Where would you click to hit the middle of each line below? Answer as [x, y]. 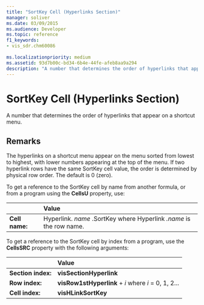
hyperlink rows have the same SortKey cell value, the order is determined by [102, 169]
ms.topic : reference [32, 35]
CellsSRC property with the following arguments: [68, 248]
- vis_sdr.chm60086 [31, 46]
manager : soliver [28, 18]
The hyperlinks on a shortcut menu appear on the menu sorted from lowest [100, 156]
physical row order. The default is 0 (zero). [59, 175]
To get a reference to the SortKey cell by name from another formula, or [96, 187]
